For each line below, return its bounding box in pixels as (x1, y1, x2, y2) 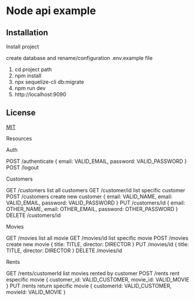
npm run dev (14, 85, 46, 92)
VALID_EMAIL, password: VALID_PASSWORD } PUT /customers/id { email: (6, 199, 186, 206)
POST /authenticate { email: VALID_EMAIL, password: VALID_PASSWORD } (6, 158, 187, 165)
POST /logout (6, 163, 39, 171)
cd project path (14, 66, 52, 73)
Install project (6, 43, 39, 50)
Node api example (6, 4, 96, 18)
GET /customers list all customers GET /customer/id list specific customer (6, 186, 186, 193)
